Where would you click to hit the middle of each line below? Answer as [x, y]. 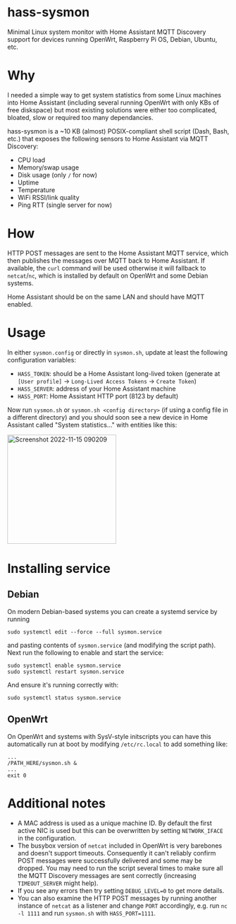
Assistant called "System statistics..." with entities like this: [92, 425]
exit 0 [17, 775]
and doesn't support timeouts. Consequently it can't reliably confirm [117, 853]
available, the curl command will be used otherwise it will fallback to [107, 268]
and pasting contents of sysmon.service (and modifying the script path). [112, 645]
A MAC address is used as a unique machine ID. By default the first [115, 823]
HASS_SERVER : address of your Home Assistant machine [97, 389]
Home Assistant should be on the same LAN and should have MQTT [106, 297]
